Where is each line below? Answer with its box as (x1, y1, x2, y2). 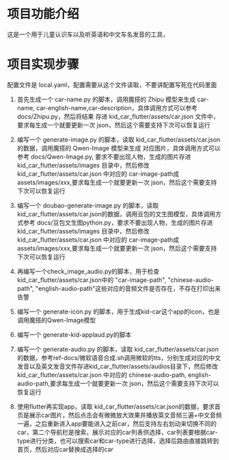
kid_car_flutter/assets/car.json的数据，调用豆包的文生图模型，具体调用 (16, 209, 215, 218)
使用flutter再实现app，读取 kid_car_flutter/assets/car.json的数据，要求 (16, 402, 215, 411)
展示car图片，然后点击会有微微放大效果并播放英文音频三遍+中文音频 (29, 411, 222, 419)
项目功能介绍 (7, 6, 80, 22)
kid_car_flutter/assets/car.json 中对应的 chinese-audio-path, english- (16, 370, 212, 379)
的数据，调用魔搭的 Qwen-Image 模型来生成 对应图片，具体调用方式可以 (16, 144, 221, 152)
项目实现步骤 (7, 57, 80, 73)
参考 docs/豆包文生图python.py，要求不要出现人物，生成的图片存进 (23, 218, 213, 227)
